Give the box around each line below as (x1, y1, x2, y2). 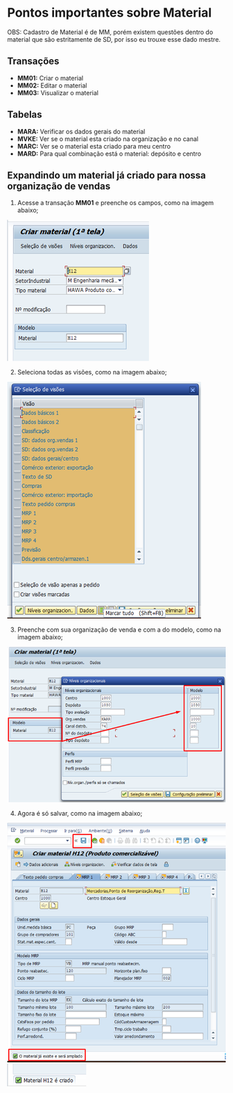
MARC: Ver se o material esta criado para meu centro (17, 142, 171, 150)
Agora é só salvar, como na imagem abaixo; (17, 810, 143, 818)
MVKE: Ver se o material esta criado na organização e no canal (17, 134, 199, 143)
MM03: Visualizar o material (17, 88, 99, 97)
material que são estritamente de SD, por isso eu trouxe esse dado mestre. (7, 35, 221, 43)
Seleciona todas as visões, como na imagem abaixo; (17, 368, 167, 377)
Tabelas (7, 109, 43, 121)
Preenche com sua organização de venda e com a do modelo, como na (17, 625, 222, 634)
